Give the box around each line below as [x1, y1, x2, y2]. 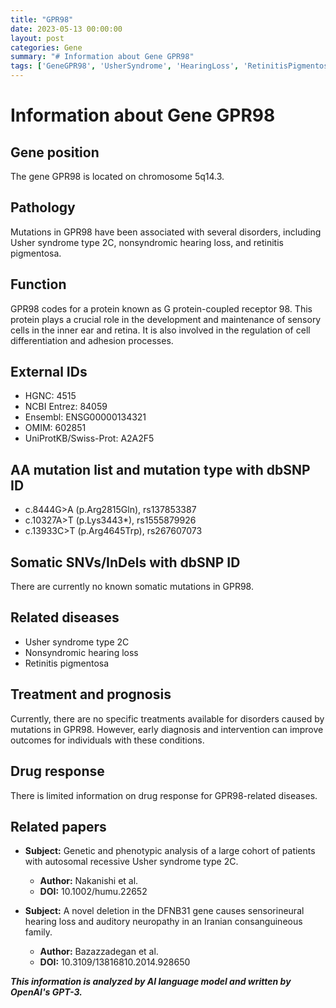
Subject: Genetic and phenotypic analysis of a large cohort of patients [24, 845, 316, 857]
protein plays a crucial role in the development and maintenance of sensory [10, 313, 322, 325]
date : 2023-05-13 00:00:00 [10, 24, 123, 34]
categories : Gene [10, 42, 83, 53]
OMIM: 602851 [24, 422, 87, 434]
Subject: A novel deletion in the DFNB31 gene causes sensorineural [24, 905, 305, 917]
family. [24, 926, 53, 938]
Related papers [10, 818, 107, 835]
